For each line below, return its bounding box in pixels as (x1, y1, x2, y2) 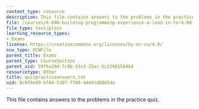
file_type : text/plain (6, 25, 62, 31)
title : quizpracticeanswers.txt (6, 74, 86, 80)
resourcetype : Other (6, 69, 57, 75)
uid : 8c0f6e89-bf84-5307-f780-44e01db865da (6, 80, 115, 86)
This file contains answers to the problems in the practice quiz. (6, 96, 160, 103)
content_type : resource (6, 8, 65, 15)
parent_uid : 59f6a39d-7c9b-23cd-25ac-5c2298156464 (6, 63, 134, 70)
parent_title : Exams (6, 52, 57, 58)
